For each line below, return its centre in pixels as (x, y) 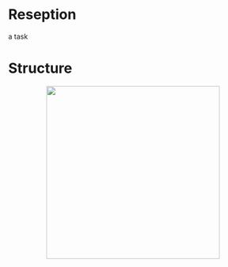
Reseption (42, 15)
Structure (40, 68)
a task (18, 36)
